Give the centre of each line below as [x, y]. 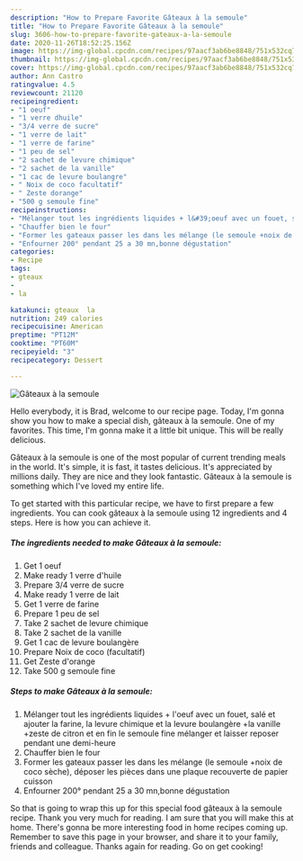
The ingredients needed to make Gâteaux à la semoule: [116, 543]
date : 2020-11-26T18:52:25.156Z [71, 43]
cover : [22, 68]
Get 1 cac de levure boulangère [81, 642]
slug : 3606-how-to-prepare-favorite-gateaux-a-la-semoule [121, 34]
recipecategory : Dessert [57, 360]
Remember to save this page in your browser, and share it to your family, [144, 837]
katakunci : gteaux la [53, 310]
